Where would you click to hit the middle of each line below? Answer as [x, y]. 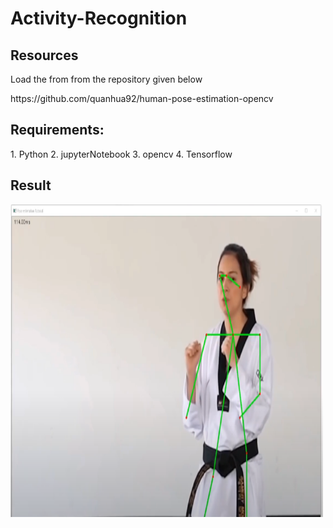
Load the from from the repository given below [106, 79]
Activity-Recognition [99, 18]
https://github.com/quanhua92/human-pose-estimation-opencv [142, 98]
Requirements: [57, 130]
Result [31, 185]
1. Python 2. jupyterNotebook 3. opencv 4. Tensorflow [121, 154]
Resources [44, 55]
